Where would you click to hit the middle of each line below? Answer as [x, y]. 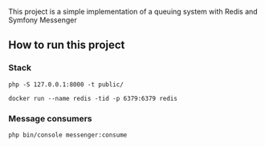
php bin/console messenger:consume [68, 135]
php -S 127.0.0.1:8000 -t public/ [66, 84]
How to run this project [67, 45]
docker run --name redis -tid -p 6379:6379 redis [93, 98]
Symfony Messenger [43, 20]
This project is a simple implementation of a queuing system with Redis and [133, 12]
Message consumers [50, 118]
